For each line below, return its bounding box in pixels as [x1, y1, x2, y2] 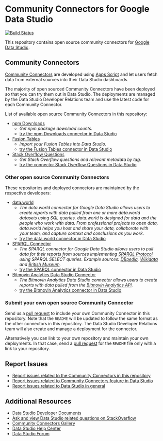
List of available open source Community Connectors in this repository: [5, 111, 147, 117]
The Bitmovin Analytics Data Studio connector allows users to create [19, 277, 158, 283]
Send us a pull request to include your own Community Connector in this [5, 310, 150, 317]
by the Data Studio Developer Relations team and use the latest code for [5, 96, 149, 102]
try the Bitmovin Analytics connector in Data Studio [19, 287, 122, 293]
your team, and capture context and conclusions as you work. [19, 230, 144, 236]
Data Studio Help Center [12, 425, 61, 431]
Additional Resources [5, 397, 71, 406]
